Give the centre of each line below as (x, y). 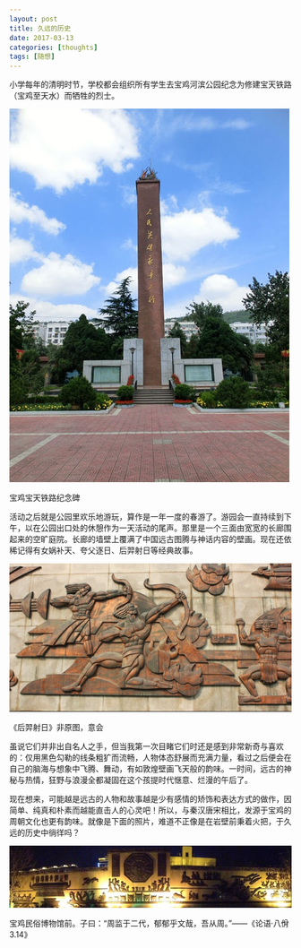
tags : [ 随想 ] (32, 57)
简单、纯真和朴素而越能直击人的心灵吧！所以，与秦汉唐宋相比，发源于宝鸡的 (150, 810)
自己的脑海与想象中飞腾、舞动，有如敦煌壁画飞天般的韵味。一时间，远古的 (146, 768)
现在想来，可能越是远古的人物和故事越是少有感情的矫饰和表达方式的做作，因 (150, 798)
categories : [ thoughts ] (54, 47)
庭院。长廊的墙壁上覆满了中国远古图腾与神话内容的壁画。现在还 (166, 539)
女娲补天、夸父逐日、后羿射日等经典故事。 (119, 550)
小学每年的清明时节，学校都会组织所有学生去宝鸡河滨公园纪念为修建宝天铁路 (150, 84)
